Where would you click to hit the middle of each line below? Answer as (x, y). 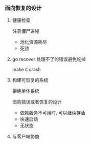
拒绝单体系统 (26, 91)
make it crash (27, 70)
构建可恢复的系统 (30, 80)
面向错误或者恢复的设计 (37, 102)
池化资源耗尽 (33, 42)
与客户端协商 (26, 136)
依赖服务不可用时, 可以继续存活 (52, 113)
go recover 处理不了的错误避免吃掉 (49, 59)
